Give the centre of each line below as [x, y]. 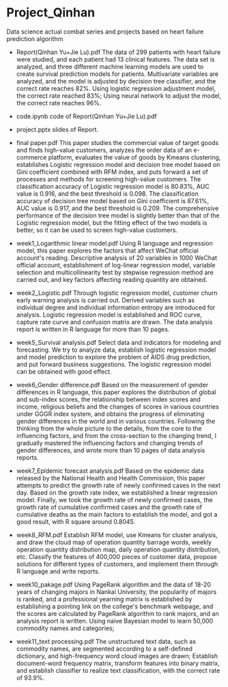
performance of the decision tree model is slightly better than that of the [118, 215]
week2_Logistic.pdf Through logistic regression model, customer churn [117, 293]
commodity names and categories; [65, 628]
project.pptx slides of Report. [57, 129]
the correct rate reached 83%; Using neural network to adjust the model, [119, 95]
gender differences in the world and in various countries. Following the [116, 421]
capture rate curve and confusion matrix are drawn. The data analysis [114, 322]
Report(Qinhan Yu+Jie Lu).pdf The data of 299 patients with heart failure [118, 52]
